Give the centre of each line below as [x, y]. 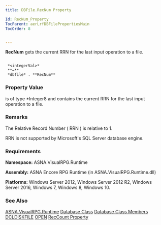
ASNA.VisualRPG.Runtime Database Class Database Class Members [77, 212]
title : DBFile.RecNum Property [38, 10]
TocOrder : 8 [18, 29]
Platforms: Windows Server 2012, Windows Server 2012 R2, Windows [79, 182]
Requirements [23, 151]
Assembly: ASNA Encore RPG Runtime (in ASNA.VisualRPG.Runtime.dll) [81, 172]
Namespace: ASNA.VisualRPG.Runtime [46, 162]
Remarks [17, 117]
